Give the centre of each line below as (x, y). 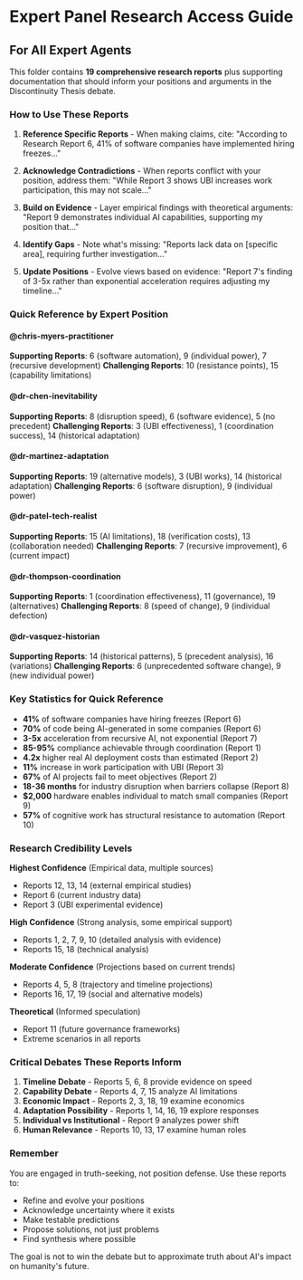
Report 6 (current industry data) (82, 895)
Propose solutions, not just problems (91, 1229)
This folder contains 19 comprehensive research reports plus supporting (146, 72)
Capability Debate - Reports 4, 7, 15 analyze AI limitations (130, 1092)
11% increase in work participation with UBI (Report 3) (123, 767)
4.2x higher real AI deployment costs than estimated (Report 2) (140, 757)
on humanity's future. (49, 1266)
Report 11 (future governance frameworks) (101, 1029)
